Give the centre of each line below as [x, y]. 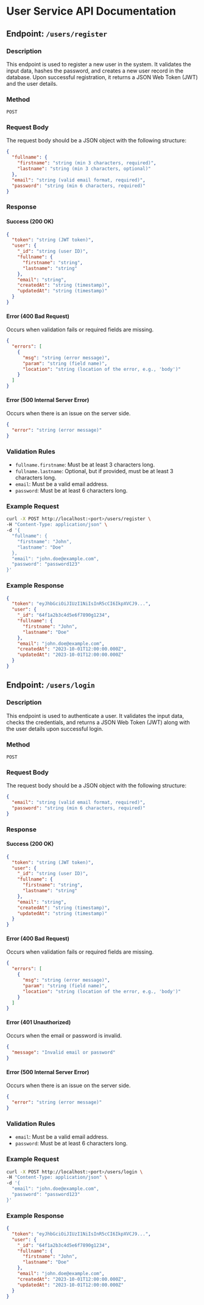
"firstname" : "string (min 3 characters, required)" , [87, 163]
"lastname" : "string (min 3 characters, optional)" [84, 169]
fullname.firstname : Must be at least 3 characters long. [85, 465]
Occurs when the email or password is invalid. [64, 1036]
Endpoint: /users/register [57, 34]
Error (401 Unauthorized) [39, 1022]
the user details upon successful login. [55, 728]
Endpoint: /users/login [51, 685]
